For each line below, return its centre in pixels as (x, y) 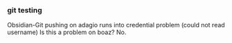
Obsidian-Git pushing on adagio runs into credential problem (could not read (116, 25)
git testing (25, 10)
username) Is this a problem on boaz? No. (67, 32)
